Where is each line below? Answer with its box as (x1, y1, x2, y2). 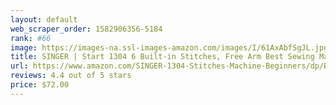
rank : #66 (10, 33, 52, 43)
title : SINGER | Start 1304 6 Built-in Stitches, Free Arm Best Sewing (10, 52, 315, 62)
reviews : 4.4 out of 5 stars (10, 71, 132, 81)
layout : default (10, 14, 78, 25)
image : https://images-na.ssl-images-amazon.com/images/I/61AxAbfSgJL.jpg (10, 42, 329, 53)
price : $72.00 (10, 80, 70, 90)
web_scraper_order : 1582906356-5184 (10, 24, 163, 34)
